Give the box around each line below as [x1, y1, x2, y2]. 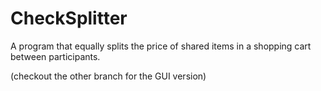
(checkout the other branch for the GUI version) [10, 70, 207, 82]
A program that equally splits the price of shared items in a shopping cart [10, 40, 312, 52]
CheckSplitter [10, 7, 128, 30]
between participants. [10, 50, 101, 62]
